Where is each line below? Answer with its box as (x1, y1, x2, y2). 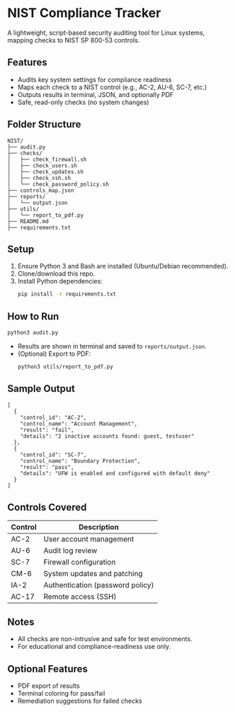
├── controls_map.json (7, 186, 74, 194)
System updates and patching (43, 569, 143, 579)
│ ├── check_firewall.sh (7, 156, 87, 163)
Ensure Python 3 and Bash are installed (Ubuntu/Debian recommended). (17, 262, 229, 271)
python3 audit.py (7, 329, 59, 337)
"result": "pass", (20, 463, 74, 470)
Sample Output (7, 383, 76, 395)
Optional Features (7, 662, 88, 674)
